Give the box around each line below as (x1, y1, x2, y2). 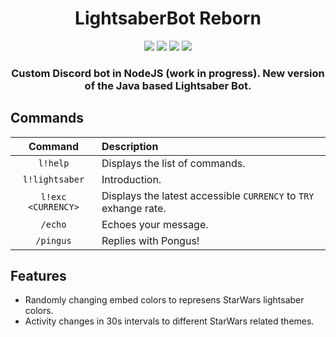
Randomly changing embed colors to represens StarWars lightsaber (24, 294, 305, 306)
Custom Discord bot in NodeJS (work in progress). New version (11, 66, 325, 80)
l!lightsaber (22, 173, 85, 185)
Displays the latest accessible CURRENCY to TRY (101, 188, 315, 202)
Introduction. (101, 172, 162, 186)
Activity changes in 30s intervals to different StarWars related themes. (24, 315, 315, 327)
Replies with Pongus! (101, 233, 200, 247)
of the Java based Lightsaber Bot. (84, 78, 252, 92)
